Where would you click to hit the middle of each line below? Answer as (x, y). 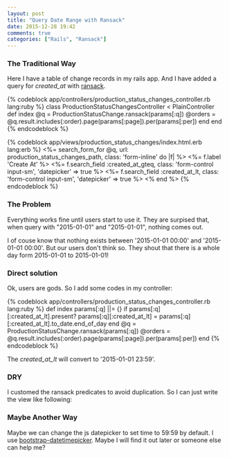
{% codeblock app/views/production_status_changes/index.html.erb (105, 142)
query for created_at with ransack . (56, 86)
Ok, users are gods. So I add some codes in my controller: (90, 288)
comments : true (29, 33)
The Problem (29, 204)
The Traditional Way (42, 64)
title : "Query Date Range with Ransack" (66, 20)
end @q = (122, 324)
